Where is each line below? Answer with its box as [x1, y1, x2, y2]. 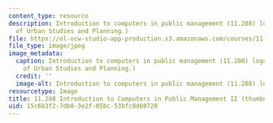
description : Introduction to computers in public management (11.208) [8, 19, 256, 28]
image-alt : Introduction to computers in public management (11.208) [15, 79, 256, 87]
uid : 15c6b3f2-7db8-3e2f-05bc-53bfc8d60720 [8, 102, 158, 110]
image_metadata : [8, 49, 63, 57]
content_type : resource [8, 11, 89, 20]
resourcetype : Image [8, 87, 79, 95]
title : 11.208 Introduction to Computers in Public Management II [8, 95, 238, 103]
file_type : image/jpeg [8, 42, 85, 50]
